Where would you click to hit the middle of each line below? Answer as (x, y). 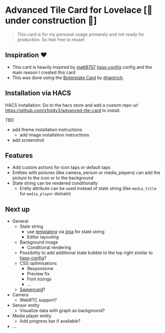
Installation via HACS (38, 93)
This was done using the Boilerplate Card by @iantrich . (68, 77)
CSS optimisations (38, 263)
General (20, 221)
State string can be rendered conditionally (55, 183)
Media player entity (32, 316)
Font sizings (39, 279)
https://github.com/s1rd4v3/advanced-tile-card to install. (63, 110)
